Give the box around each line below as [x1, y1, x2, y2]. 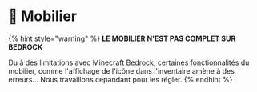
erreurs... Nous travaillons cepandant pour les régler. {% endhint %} [8, 74, 233, 84]
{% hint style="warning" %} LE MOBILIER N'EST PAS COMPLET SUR [8, 34, 236, 43]
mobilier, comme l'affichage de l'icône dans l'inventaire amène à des [8, 66, 235, 75]
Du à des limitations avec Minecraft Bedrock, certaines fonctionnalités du [8, 58, 250, 67]
